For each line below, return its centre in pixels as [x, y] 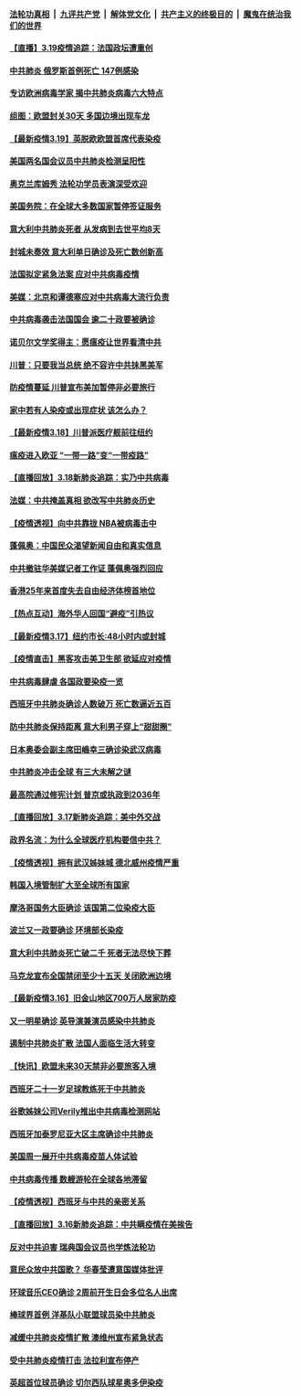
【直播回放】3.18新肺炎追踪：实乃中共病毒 [89, 478]
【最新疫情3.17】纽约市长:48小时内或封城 [88, 636]
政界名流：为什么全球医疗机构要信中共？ [85, 839]
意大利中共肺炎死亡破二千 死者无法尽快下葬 [90, 953]
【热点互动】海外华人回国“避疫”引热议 [82, 613]
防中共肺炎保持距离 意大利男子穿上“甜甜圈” [91, 726]
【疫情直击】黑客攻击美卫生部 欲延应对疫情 [90, 659]
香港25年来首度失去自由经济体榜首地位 [83, 591]
